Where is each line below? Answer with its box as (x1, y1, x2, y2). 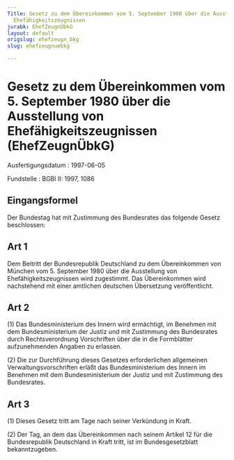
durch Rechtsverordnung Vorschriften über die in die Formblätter (7, 335, 194, 344)
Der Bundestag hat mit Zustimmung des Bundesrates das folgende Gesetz (7, 213, 221, 222)
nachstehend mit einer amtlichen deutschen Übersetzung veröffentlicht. (7, 282, 214, 290)
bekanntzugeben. (7, 445, 58, 454)
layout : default (7, 29, 54, 37)
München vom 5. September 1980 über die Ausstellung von (7, 266, 178, 275)
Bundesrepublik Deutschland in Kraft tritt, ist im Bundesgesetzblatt (7, 438, 198, 446)
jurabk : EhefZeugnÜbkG (7, 23, 73, 30)
